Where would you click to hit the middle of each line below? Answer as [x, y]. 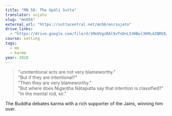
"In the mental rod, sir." [42, 94]
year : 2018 [17, 57]
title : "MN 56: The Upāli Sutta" [41, 10]
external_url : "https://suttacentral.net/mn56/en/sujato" [68, 24]
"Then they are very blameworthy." [55, 83]
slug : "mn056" [20, 19]
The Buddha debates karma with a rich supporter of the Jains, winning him [84, 104]
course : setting [23, 39]
